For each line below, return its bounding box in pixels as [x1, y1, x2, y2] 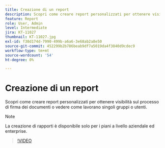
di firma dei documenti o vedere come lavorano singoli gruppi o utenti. [5, 104, 147, 110]
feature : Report [5, 16, 38, 21]
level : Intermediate [5, 25, 48, 30]
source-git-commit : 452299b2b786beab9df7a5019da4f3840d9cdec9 [5, 44, 135, 49]
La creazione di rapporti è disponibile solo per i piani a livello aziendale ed [5, 123, 155, 129]
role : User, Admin [5, 21, 43, 26]
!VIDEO [17, 138, 32, 144]
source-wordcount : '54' [5, 52, 54, 58]
